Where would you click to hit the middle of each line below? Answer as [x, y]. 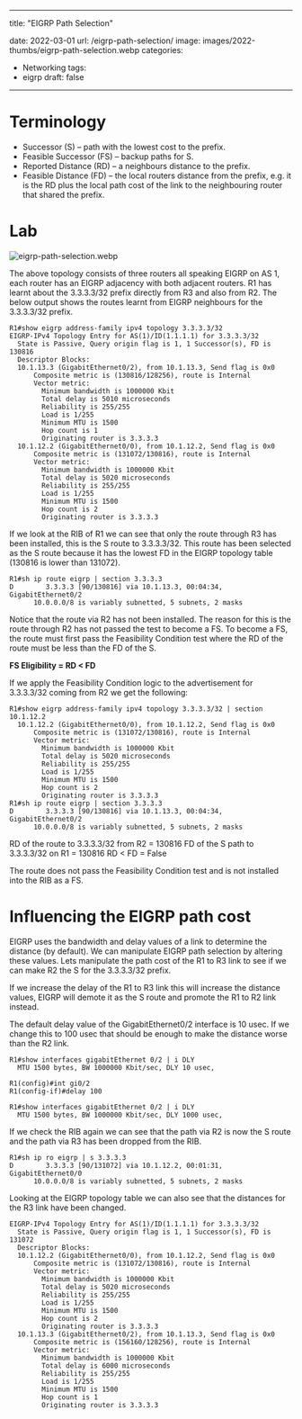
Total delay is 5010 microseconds [106, 399]
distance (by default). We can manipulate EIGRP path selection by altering [146, 951]
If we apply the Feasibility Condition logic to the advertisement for [131, 683]
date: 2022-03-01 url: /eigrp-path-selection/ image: [105, 40]
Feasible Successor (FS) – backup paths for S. [108, 156]
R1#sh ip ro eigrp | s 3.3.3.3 [68, 1157]
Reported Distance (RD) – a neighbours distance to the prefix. [136, 166]
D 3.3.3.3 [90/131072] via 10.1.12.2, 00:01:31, [116, 1165]
